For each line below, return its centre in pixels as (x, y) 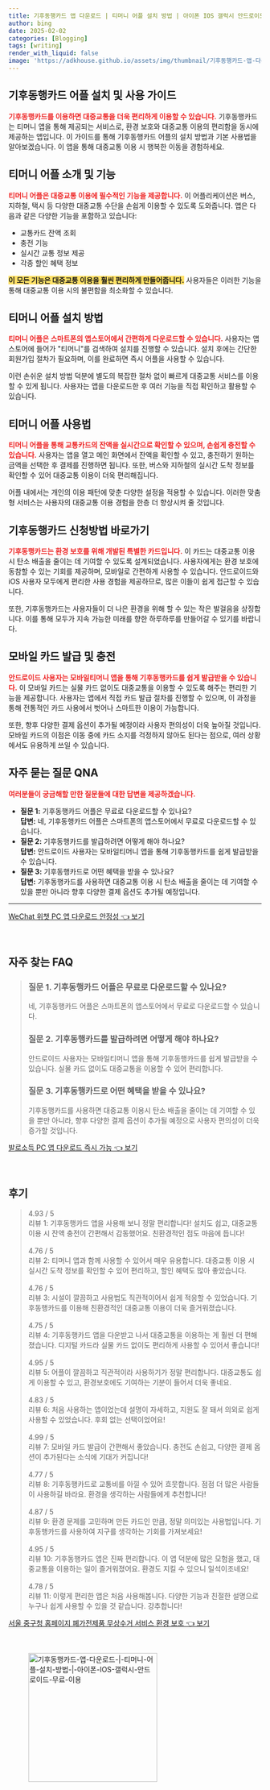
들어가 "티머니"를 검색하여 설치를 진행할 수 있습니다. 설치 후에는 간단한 (146, 349)
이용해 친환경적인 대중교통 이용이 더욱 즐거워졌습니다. (153, 1307)
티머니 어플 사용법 (50, 424)
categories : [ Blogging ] (48, 38)
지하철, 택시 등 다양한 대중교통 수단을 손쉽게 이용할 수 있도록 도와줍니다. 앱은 (128, 206)
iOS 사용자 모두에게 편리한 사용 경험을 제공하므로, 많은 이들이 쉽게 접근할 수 (127, 581)
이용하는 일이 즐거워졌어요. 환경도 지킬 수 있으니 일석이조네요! (152, 1568)
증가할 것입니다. (53, 1130)
